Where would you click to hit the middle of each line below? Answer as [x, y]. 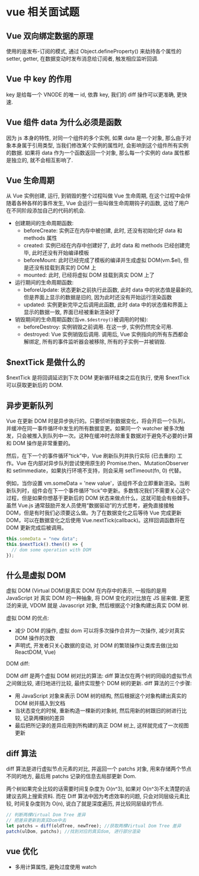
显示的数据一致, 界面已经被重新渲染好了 [72, 312]
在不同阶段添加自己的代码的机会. [46, 210]
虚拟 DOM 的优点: [28, 618]
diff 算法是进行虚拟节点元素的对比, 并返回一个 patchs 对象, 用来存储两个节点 [99, 769]
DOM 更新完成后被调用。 [36, 527]
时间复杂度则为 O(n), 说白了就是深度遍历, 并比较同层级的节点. [89, 804]
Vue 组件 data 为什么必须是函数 [64, 122]
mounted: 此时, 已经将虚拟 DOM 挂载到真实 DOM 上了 [89, 275]
